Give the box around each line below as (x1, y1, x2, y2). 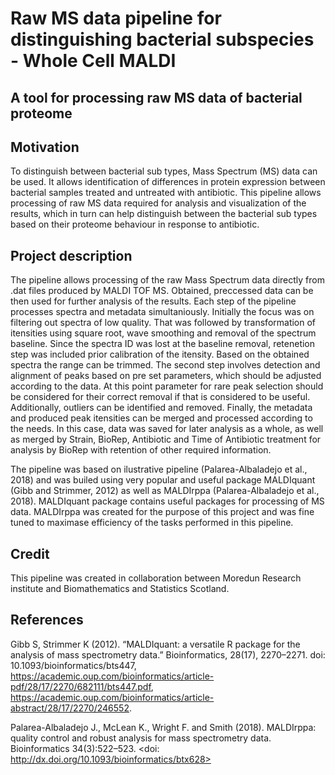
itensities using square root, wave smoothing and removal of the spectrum (10, 327, 317, 339)
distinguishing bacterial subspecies (10, 28, 315, 51)
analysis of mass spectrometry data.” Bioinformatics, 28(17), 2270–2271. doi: (10, 648, 326, 661)
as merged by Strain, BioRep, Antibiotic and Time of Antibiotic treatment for (10, 433, 322, 446)
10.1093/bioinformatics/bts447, (10, 659, 137, 671)
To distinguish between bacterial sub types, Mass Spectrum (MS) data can (10, 165, 318, 177)
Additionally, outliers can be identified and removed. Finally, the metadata (10, 402, 313, 414)
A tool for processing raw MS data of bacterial (10, 89, 303, 106)
